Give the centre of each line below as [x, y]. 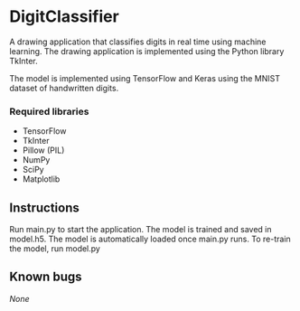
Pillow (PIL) [43, 150]
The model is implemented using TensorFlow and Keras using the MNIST [145, 78]
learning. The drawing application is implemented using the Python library [147, 51]
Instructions [44, 207]
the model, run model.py [55, 249]
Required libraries [49, 111]
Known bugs [46, 277]
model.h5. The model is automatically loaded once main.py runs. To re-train [150, 239]
